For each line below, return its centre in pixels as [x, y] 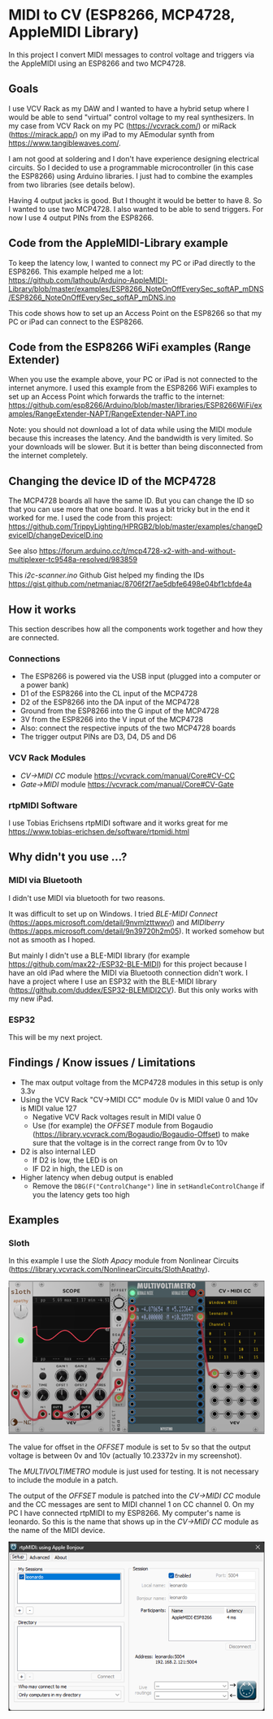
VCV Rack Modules [48, 758]
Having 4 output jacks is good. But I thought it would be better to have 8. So [135, 200]
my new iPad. [31, 998]
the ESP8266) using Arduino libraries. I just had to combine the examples [131, 175]
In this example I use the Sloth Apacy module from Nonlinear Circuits [124, 1261]
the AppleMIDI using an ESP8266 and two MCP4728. [97, 63]
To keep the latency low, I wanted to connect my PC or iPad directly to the [132, 262]
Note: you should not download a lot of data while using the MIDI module [130, 430]
